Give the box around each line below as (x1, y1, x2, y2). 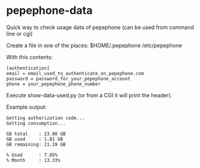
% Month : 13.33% (6, 157, 61, 163)
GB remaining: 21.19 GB (6, 141, 66, 147)
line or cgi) (6, 30, 33, 37)
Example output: (6, 103, 47, 111)
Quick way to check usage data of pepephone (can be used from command (6, 24, 195, 31)
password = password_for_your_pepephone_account (6, 76, 131, 82)
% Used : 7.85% (6, 152, 58, 158)
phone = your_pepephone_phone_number (6, 81, 101, 87)
